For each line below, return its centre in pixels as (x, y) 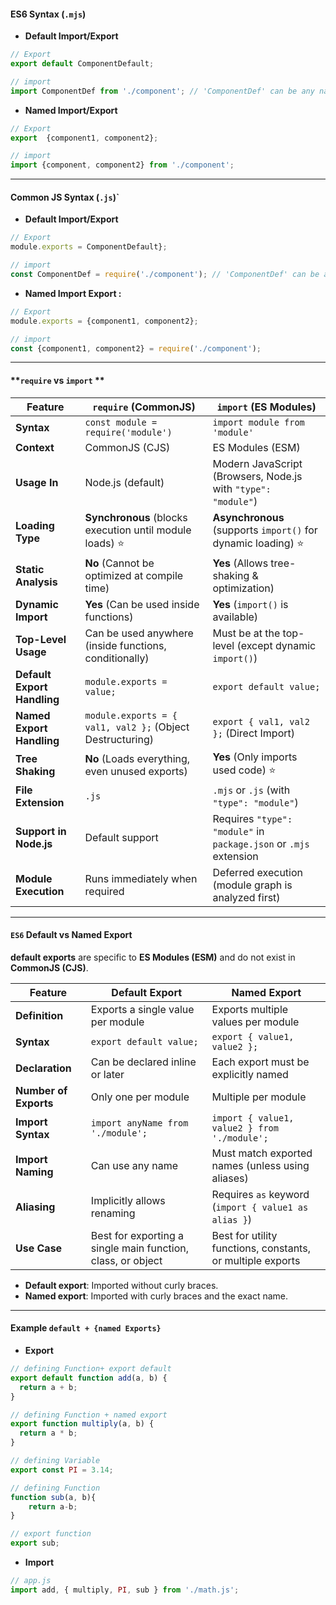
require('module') (128, 432)
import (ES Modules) (266, 407)
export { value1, (253, 1036)
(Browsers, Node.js (257, 476)
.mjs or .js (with (251, 790)
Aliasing (35, 1207)
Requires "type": (252, 818)
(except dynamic (276, 645)
